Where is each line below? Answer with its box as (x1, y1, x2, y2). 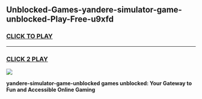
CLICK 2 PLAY (6, 55, 48, 63)
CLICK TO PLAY (6, 32, 53, 41)
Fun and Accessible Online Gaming (6, 86, 96, 93)
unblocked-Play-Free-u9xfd (6, 14, 114, 25)
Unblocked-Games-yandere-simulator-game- (6, 5, 182, 15)
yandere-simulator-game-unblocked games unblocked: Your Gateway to (6, 79, 192, 86)
